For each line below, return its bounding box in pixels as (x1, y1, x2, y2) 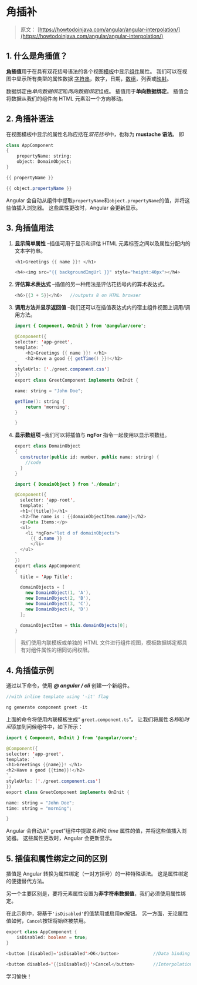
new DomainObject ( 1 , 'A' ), (25, 590, 91, 596)
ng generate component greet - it (6, 704, 88, 710)
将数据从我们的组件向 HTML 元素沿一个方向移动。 (6, 95, 127, 102)
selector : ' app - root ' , (20, 497, 76, 503)
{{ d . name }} (30, 536, 63, 542)
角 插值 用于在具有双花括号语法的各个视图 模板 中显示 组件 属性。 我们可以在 (6, 68, 182, 75)
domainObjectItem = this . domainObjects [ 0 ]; (20, 622, 128, 628)
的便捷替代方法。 (6, 877, 47, 885)
